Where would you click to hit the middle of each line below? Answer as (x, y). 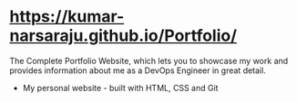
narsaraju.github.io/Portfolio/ (123, 36)
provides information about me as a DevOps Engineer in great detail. (138, 70)
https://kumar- (67, 17)
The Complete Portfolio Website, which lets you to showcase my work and (149, 60)
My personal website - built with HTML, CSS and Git (120, 88)
